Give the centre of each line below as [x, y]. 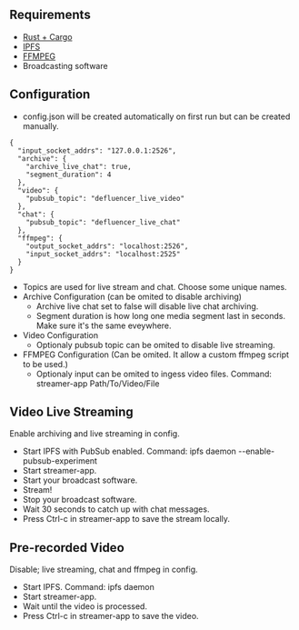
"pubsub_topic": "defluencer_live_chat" [103, 222]
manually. [40, 125]
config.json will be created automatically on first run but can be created [156, 116]
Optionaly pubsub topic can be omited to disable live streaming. [155, 345]
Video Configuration [60, 335]
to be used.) [45, 364]
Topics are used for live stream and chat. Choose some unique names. [155, 286]
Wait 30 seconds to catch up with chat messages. [116, 509]
